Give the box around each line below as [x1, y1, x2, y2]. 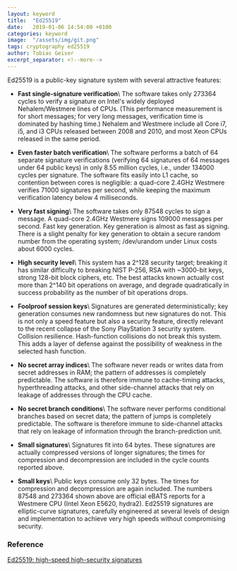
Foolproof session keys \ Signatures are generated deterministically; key [17, 302, 229, 310]
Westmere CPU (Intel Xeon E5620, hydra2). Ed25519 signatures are [17, 499, 214, 507]
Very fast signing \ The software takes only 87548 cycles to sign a [17, 206, 210, 216]
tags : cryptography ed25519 [7, 43, 90, 50]
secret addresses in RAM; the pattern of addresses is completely [17, 368, 207, 377]
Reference [7, 539, 44, 549]
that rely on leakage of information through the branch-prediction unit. [17, 427, 222, 435]
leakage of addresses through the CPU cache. [17, 390, 152, 399]
